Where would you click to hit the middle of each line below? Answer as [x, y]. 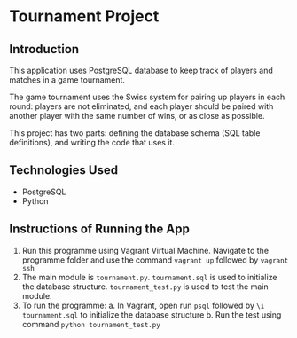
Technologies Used [63, 170]
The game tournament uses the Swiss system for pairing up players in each [147, 97]
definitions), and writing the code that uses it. [92, 142]
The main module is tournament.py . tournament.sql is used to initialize [149, 277]
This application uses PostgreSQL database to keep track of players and [141, 70]
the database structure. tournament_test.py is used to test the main [145, 287]
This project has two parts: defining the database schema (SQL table [135, 133]
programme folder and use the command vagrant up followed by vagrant [155, 260]
